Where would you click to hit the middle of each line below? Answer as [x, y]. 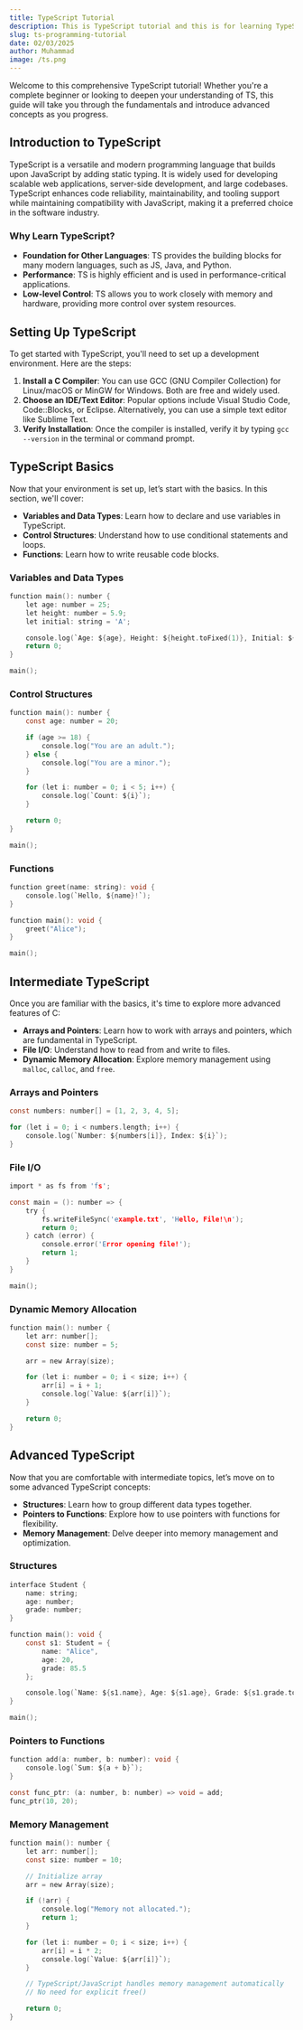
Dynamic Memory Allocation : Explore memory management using [147, 1059]
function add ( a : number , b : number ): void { [94, 1760]
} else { [42, 754]
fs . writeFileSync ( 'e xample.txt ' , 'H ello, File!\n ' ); [143, 1219]
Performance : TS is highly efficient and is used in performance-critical [154, 275]
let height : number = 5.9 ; [76, 613]
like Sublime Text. [55, 419]
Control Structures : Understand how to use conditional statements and [155, 535]
